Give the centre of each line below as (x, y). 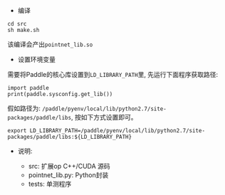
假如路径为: (24, 108)
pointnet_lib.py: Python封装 (68, 175)
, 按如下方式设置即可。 (104, 117)
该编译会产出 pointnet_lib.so (50, 44)
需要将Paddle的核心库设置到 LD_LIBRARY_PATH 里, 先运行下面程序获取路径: (113, 74)
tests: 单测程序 (50, 184)
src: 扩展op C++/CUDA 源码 (69, 166)
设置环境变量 (36, 59)
